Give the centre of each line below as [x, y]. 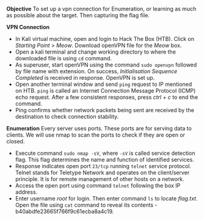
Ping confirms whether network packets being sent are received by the [104, 110]
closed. [16, 141]
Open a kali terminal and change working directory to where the [95, 52]
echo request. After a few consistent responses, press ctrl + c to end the [107, 97]
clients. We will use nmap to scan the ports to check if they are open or [96, 135]
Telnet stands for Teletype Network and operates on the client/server [102, 172]
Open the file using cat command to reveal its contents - [86, 205]
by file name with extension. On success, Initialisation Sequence [96, 71]
